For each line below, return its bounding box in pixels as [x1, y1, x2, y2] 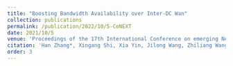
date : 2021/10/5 [7, 29, 54, 36]
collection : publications [7, 16, 82, 23]
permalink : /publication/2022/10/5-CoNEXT [7, 23, 132, 30]
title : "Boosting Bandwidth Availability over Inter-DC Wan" [7, 10, 188, 17]
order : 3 [7, 49, 33, 56]
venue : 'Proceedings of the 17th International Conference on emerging [7, 36, 218, 43]
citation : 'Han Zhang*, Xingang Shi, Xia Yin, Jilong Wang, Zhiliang [7, 42, 213, 49]
